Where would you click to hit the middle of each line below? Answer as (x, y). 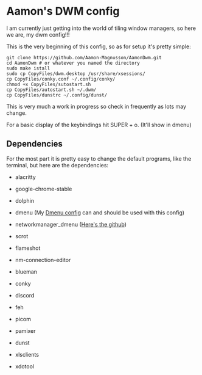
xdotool (25, 366)
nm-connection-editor (43, 260)
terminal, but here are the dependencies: (57, 165)
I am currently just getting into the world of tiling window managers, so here (101, 28)
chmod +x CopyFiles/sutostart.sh (49, 84)
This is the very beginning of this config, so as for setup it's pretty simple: (99, 46)
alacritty (26, 177)
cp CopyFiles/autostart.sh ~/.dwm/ (51, 90)
